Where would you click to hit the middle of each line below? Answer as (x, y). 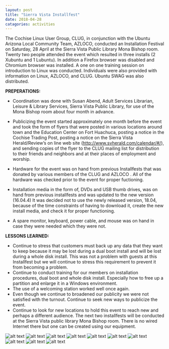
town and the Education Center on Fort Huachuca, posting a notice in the (89, 133)
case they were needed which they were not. (59, 226)
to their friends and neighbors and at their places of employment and (84, 154)
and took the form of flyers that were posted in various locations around (87, 127)
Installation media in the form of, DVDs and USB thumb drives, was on (85, 190)
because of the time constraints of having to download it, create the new (88, 206)
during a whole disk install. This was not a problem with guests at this (85, 256)
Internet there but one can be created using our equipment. (74, 326)
